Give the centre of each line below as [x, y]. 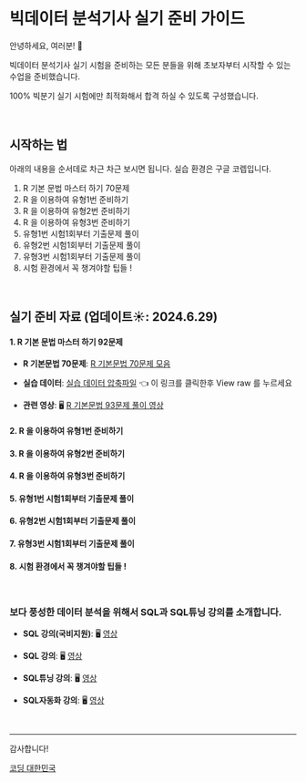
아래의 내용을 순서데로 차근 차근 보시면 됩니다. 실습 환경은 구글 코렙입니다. [140, 169]
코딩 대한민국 [33, 768]
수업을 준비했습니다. [45, 76]
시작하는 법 [39, 145]
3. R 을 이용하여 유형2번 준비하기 [67, 453]
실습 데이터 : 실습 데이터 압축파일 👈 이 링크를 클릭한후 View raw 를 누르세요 [158, 383]
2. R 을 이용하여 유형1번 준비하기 [66, 430]
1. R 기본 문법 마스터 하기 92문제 [66, 342]
